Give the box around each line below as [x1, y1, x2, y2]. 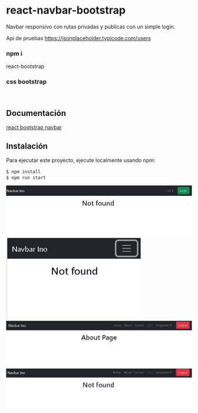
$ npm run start [6, 175, 46, 181]
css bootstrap [6, 78, 47, 86]
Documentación [6, 108, 67, 118]
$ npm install [6, 169, 41, 175]
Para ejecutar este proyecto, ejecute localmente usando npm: [6, 157, 156, 164]
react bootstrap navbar [6, 124, 62, 131]
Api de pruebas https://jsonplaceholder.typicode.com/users [6, 34, 151, 41]
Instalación [6, 141, 48, 151]
